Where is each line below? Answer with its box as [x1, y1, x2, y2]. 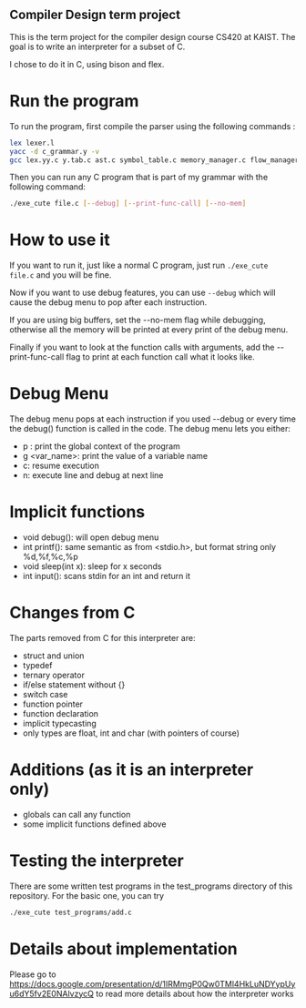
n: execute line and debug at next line [22, 470, 164, 481]
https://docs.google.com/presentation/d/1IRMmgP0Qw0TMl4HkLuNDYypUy [9, 978, 296, 989]
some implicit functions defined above [22, 819, 167, 830]
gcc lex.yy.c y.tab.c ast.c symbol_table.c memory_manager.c [9, 155, 247, 165]
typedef [22, 660, 53, 670]
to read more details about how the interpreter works [95, 988, 294, 999]
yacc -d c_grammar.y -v [9, 147, 100, 156]
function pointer [22, 698, 84, 709]
